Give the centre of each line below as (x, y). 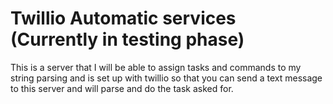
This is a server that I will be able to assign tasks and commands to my (156, 67)
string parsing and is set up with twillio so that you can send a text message (166, 78)
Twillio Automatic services (123, 18)
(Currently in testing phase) (127, 39)
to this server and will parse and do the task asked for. (122, 88)
